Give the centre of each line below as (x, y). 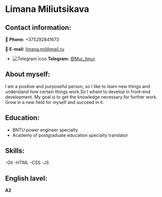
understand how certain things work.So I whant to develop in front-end (78, 92)
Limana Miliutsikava (47, 9)
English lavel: (26, 178)
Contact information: (38, 28)
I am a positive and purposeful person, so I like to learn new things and (78, 86)
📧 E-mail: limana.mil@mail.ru (35, 49)
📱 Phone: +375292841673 (32, 39)
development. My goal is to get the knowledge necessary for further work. (81, 97)
